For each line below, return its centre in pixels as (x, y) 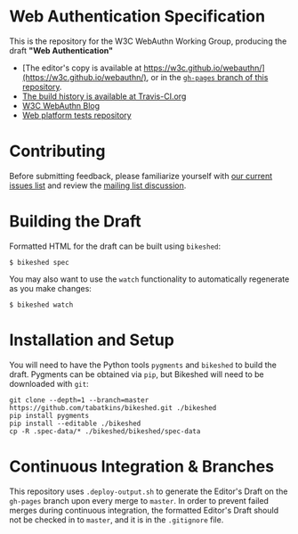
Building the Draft (75, 222)
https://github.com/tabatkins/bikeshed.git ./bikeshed (113, 407)
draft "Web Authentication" (61, 50)
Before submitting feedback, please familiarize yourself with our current (141, 176)
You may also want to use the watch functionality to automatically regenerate (149, 279)
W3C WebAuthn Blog (61, 105)
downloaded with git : (49, 383)
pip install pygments (49, 415)
